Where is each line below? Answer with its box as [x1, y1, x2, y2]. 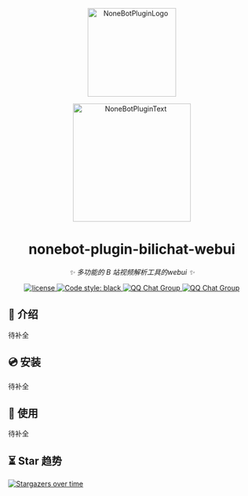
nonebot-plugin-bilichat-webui [28, 240, 235, 258]
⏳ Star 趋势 [8, 454, 63, 468]
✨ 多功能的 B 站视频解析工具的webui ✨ [69, 267, 195, 276]
